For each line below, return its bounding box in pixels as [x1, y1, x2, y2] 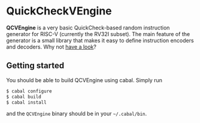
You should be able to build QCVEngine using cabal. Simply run [6, 76, 163, 83]
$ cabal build [6, 94, 42, 100]
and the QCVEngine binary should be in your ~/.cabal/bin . [6, 110, 147, 118]
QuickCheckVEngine [6, 4, 112, 18]
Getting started [6, 61, 65, 71]
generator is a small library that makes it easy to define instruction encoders [6, 37, 194, 44]
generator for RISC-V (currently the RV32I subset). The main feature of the [6, 30, 190, 37]
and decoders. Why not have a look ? [6, 43, 97, 50]
